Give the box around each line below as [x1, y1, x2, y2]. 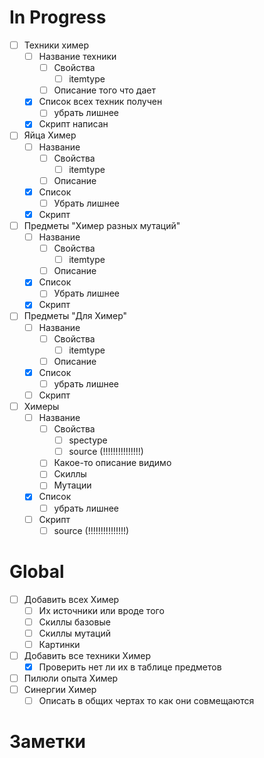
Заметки [9, 731, 86, 753]
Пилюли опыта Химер [23, 672, 119, 685]
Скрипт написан [38, 118, 109, 130]
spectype [68, 434, 108, 446]
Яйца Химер [23, 129, 77, 141]
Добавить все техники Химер [23, 649, 151, 661]
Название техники [38, 51, 117, 62]
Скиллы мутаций [38, 627, 111, 639]
